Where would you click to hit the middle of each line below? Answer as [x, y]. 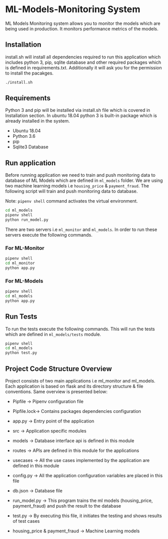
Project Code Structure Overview [59, 369]
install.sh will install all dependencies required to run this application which [83, 57]
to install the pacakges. [30, 73]
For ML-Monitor [25, 248]
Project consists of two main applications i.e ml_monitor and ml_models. [80, 380]
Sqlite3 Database [30, 147]
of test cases [26, 521]
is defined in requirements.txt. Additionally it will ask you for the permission [83, 67]
